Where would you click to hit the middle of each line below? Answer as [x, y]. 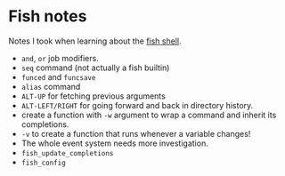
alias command [51, 86]
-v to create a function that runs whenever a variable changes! [136, 133]
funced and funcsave [58, 76]
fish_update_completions [67, 153]
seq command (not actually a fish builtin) [95, 68]
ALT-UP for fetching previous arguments [93, 96]
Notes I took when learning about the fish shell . [95, 41]
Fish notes [48, 16]
